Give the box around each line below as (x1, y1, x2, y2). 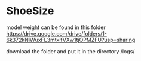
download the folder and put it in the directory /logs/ (6, 47, 135, 54)
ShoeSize (6, 4, 54, 18)
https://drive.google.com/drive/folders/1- (6, 30, 108, 37)
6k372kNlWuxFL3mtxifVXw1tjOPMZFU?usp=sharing (6, 36, 136, 43)
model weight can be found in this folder (6, 24, 106, 31)
